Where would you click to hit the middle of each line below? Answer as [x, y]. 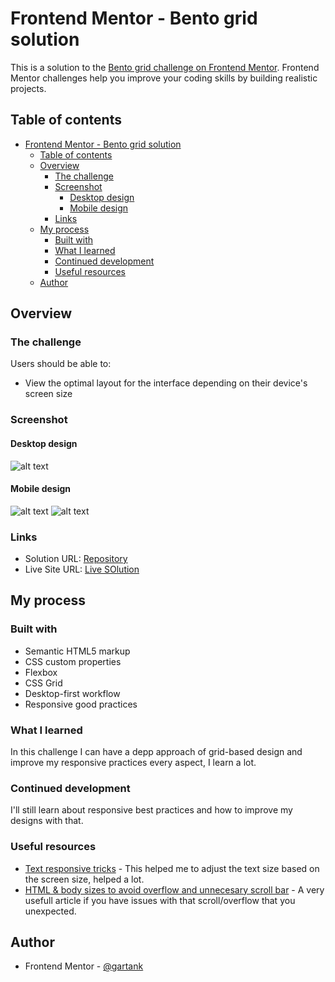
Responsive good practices [81, 704]
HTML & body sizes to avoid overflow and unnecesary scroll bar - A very [174, 889]
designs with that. [47, 821]
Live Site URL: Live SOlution [82, 569]
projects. [28, 88]
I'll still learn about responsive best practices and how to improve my [151, 810]
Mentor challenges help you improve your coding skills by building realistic [164, 78]
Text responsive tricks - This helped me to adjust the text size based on [172, 868]
